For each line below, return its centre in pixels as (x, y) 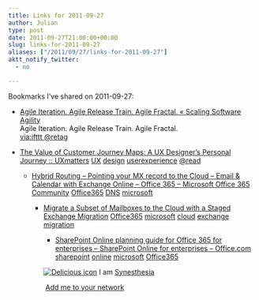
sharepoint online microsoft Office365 (117, 257)
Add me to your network (85, 287)
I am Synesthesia (126, 272)
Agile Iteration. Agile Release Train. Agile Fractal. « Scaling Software (130, 111)
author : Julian (33, 23)
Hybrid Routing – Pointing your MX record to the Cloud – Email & (136, 175)
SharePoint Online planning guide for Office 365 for (139, 240)
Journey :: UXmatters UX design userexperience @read (110, 160)
